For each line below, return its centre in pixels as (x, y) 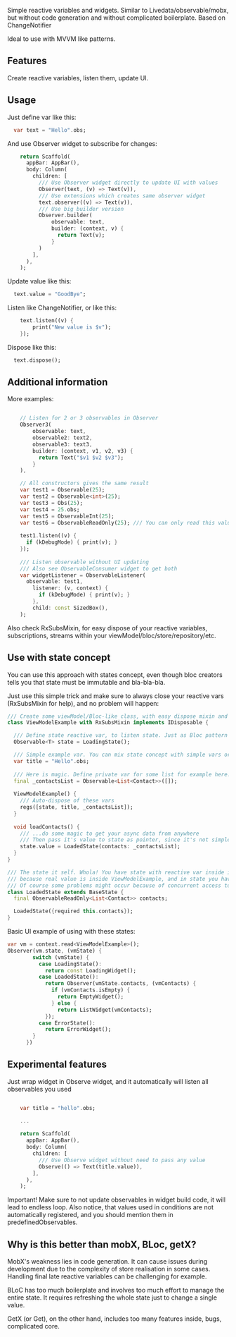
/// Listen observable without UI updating (85, 562)
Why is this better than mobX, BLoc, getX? (102, 1244)
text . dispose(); (37, 360)
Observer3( (36, 425)
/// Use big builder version (81, 209)
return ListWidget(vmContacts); (105, 1010)
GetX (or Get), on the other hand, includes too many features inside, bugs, (114, 1319)
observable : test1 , (54, 582)
